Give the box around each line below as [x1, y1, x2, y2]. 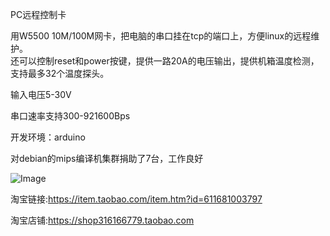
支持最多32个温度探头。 [10, 68, 110, 79]
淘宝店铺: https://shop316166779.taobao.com [10, 214, 195, 226]
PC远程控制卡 [10, 9, 67, 20]
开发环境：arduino [10, 131, 86, 143]
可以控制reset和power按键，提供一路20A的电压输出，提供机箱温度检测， [18, 55, 320, 67]
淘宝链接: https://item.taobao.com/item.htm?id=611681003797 [10, 193, 263, 205]
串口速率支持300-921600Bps [10, 110, 131, 122]
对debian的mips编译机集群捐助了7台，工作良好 [10, 153, 204, 164]
